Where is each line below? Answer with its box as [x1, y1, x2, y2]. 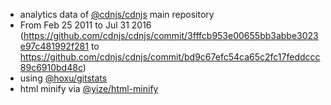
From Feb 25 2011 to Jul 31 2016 [19, 19, 152, 31]
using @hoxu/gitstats [19, 72, 108, 84]
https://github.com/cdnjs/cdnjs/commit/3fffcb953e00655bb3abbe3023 [23, 30, 319, 41]
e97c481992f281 [19, 40, 89, 52]
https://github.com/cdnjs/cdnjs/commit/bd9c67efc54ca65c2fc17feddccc [19, 51, 321, 63]
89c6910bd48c [19, 62, 83, 73]
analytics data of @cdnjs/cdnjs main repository [19, 9, 215, 20]
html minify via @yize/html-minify [19, 83, 159, 94]
